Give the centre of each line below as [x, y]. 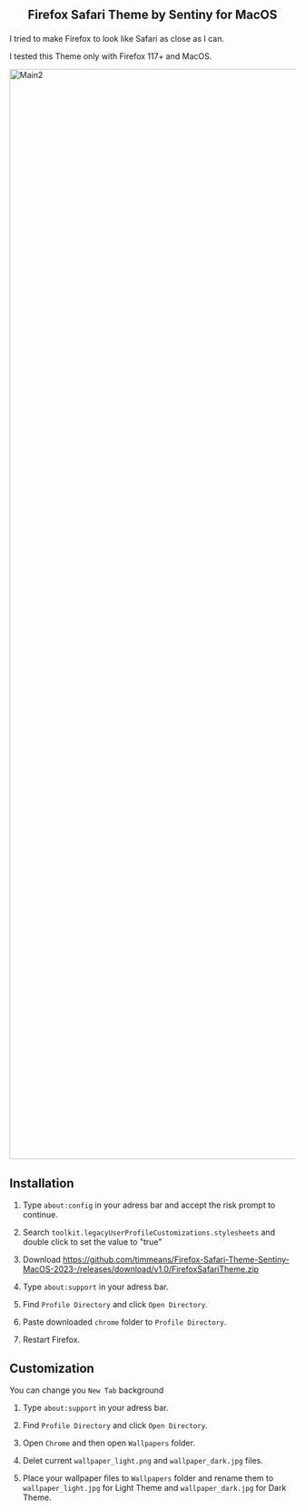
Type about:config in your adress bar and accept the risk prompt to [149, 1205]
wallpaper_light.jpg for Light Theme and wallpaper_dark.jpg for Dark [154, 1488]
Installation [42, 1183]
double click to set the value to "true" [92, 1242]
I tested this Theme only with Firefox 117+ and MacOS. [111, 56]
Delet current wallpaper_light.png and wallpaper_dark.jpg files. [143, 1461]
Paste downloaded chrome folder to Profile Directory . [124, 1322]
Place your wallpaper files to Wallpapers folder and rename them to [148, 1478]
